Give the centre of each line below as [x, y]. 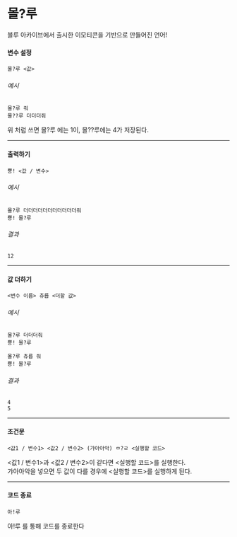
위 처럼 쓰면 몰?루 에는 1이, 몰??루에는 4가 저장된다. [78, 130]
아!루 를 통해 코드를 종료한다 [46, 526]
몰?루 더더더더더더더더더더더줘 [44, 210]
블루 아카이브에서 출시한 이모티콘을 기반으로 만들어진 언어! [87, 35]
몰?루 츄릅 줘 [24, 357]
